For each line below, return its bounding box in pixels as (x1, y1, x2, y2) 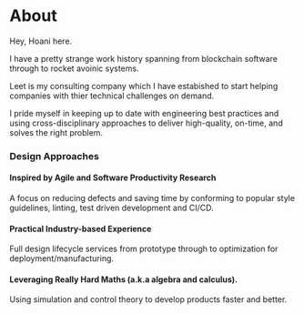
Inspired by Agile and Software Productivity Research (9, 172, 217, 183)
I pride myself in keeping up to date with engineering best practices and (9, 107, 279, 118)
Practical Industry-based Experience (9, 223, 152, 234)
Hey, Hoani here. (9, 35, 73, 46)
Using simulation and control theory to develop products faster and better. (9, 294, 288, 305)
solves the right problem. (9, 127, 103, 137)
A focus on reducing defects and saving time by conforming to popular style (9, 193, 296, 204)
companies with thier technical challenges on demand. (9, 90, 215, 101)
